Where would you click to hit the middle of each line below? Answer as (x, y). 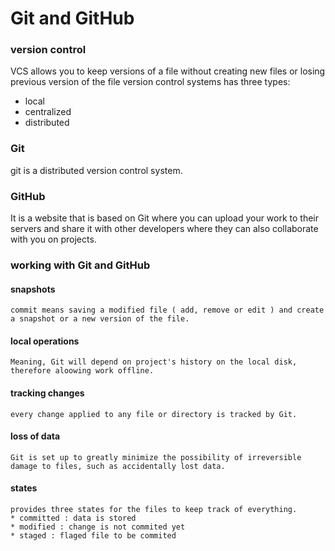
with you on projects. (53, 239)
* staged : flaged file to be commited (93, 536)
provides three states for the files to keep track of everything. (154, 510)
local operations (45, 341)
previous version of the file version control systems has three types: (150, 82)
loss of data (35, 436)
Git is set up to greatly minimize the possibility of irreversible (156, 457)
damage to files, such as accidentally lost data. (118, 466)
